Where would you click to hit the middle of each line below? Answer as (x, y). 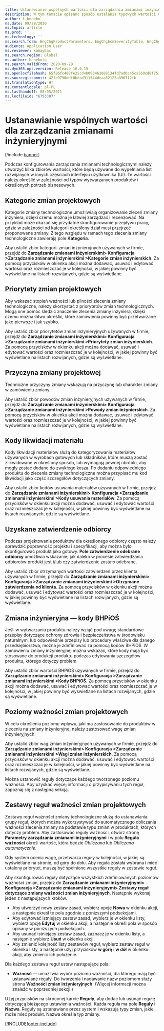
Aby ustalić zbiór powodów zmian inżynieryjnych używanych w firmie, (76, 399)
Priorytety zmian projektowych (53, 289)
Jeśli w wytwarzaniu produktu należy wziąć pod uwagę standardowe (74, 630)
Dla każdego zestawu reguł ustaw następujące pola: (57, 964)
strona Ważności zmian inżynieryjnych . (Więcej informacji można (79, 984)
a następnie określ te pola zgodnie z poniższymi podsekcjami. (74, 913)
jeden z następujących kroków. (36, 898)
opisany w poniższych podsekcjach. (49, 928)
